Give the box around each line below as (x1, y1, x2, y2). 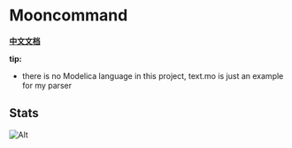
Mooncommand (9, 5, 128, 26)
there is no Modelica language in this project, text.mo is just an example (21, 70, 284, 81)
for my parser (21, 80, 73, 90)
